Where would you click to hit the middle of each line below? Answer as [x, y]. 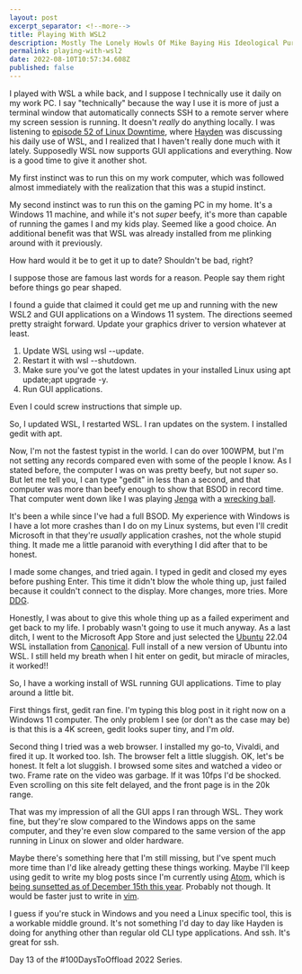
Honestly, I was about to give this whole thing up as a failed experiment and [149, 618]
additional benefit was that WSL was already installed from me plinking [141, 233]
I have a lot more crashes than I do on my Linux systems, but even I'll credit [149, 525]
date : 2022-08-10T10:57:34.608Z [70, 59]
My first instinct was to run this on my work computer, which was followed [147, 177]
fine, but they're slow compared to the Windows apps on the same [133, 821]
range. [22, 794]
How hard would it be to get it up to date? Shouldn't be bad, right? [131, 260]
